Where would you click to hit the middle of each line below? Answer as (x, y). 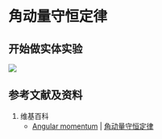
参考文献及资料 (46, 95)
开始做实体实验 (46, 49)
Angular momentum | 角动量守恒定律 (93, 126)
